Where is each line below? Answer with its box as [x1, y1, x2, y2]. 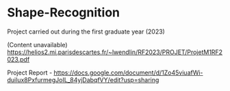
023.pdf [7, 55, 30, 63]
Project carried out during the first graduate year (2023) [7, 27, 166, 36]
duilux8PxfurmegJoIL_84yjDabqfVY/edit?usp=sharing [7, 75, 159, 83]
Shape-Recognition [7, 5, 120, 21]
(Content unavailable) [7, 40, 68, 49]
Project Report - [7, 68, 53, 77]
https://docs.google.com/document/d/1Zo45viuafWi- [53, 68, 203, 77]
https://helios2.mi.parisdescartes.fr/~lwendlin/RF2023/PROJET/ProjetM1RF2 [7, 48, 223, 56]
